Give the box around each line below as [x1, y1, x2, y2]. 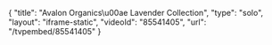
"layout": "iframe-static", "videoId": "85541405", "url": [8, 17, 207, 27]
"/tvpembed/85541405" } [8, 26, 102, 36]
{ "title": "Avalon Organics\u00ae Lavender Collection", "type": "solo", [8, 8, 264, 18]
